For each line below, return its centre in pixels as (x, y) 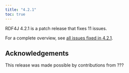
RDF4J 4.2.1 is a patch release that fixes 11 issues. (56, 28)
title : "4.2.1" (21, 10)
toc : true (15, 14)
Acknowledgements (37, 53)
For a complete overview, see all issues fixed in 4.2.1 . (59, 38)
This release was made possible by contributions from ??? (64, 65)
